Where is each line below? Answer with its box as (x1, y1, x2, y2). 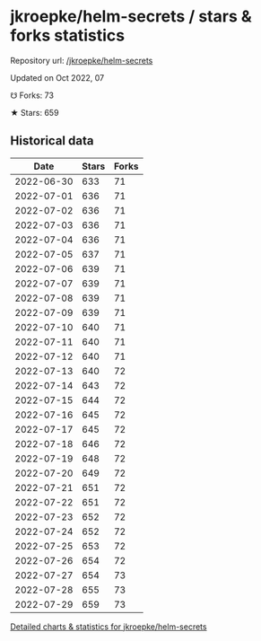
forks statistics (10, 25, 125, 46)
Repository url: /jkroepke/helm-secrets (10, 55, 153, 66)
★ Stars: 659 (10, 107, 59, 118)
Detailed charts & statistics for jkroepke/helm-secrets (10, 621, 207, 632)
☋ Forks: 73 (10, 90, 55, 101)
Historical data (10, 133, 94, 149)
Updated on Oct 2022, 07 (10, 72, 105, 83)
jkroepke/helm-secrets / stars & (10, 6, 252, 27)
